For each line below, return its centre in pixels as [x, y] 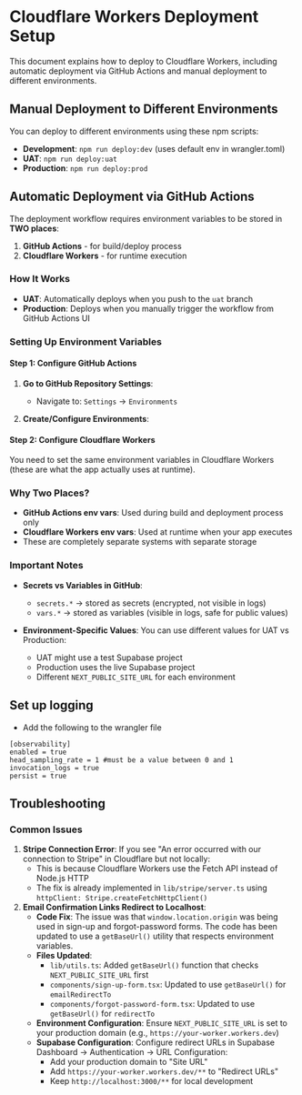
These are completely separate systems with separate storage [140, 542]
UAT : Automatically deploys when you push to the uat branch [138, 298]
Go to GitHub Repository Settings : [88, 383]
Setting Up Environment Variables [86, 341]
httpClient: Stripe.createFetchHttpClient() [122, 899]
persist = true [38, 776]
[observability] [40, 744]
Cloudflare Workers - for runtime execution [105, 256]
